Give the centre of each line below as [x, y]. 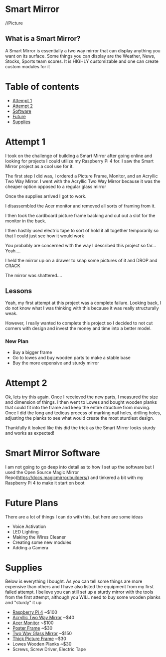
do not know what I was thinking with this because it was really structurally [82, 308]
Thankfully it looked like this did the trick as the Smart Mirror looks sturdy [81, 428]
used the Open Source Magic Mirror [42, 472]
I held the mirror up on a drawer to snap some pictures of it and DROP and [82, 260]
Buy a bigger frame [32, 352]
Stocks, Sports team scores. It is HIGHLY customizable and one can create [82, 61]
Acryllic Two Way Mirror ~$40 [43, 618]
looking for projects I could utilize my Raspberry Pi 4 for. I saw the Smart [80, 161]
